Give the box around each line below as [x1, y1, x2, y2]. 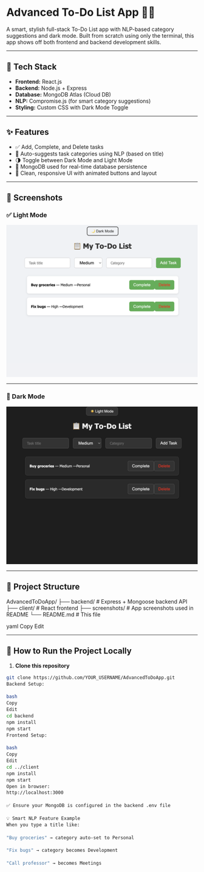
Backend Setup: [6, 681, 45, 687]
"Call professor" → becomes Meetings [6, 860, 102, 867]
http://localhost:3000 [6, 789, 64, 796]
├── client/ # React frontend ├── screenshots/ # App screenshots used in [6, 604, 194, 611]
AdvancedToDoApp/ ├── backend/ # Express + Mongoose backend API [6, 598, 188, 605]
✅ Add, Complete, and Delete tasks [15, 143, 104, 151]
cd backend [6, 713, 34, 719]
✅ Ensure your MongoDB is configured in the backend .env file [6, 803, 171, 809]
